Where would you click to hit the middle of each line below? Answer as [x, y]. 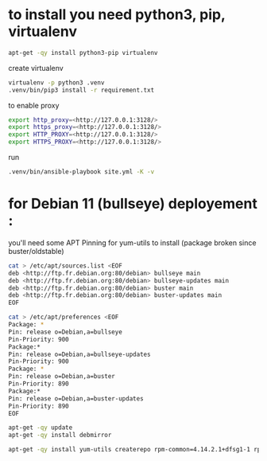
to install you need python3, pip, [117, 15]
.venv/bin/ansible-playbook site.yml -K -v [81, 172]
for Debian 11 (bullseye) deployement [133, 204]
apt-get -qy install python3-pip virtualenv [83, 53]
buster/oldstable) [37, 251]
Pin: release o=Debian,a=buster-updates [76, 398]
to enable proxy [34, 105]
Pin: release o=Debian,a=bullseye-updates [79, 354]
